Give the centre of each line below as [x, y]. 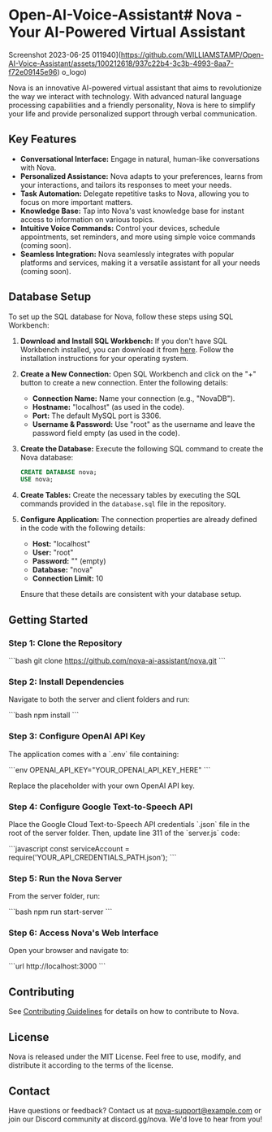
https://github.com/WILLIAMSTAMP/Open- [192, 54]
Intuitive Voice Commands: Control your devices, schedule [120, 228]
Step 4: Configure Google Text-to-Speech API [101, 807]
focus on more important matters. [76, 202]
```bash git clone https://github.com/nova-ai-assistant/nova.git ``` [117, 661]
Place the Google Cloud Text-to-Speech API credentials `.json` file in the [129, 824]
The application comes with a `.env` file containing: [94, 754]
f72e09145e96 [33, 72]
